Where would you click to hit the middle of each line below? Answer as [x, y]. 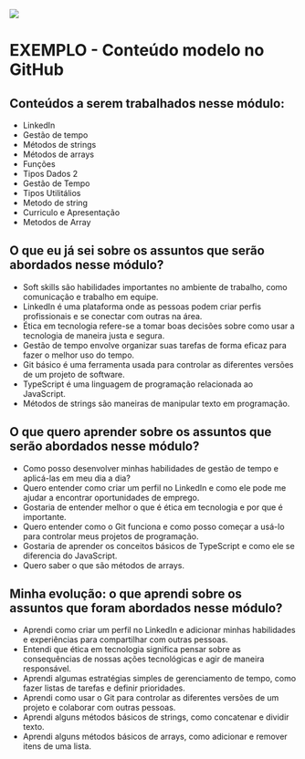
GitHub [37, 70]
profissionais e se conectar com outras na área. [112, 316]
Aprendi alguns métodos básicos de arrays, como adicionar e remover [155, 737]
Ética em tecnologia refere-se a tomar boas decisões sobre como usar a [158, 326]
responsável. [47, 669]
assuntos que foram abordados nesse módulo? [146, 608]
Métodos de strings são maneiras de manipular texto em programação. [156, 403]
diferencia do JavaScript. [70, 556]
